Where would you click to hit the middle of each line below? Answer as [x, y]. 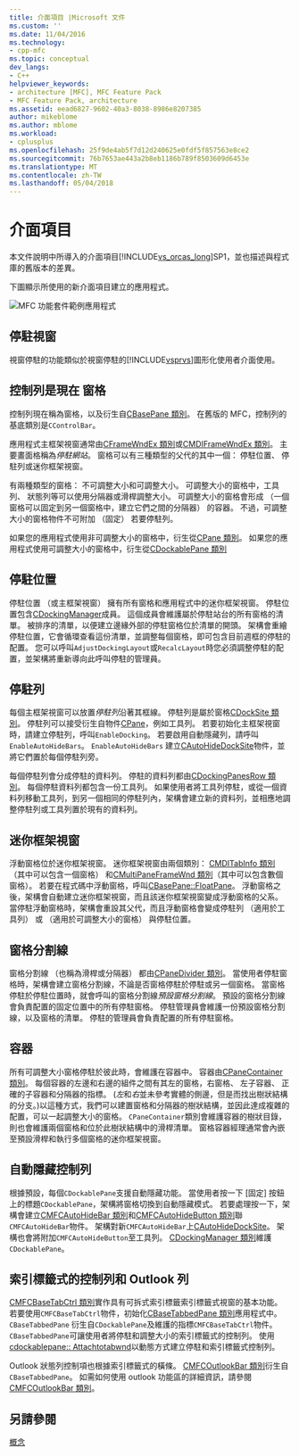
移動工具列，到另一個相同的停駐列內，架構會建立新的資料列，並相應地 [154, 798]
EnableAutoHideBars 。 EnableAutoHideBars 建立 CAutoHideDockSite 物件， [144, 746]
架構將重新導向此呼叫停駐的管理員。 [99, 658]
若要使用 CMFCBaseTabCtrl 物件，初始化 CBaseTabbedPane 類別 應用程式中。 [146, 1313]
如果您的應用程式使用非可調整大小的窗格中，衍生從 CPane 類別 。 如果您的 [145, 537]
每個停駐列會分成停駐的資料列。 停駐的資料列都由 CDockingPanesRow [137, 776]
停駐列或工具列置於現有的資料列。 [79, 809]
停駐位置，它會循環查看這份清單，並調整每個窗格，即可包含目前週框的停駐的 [150, 636]
